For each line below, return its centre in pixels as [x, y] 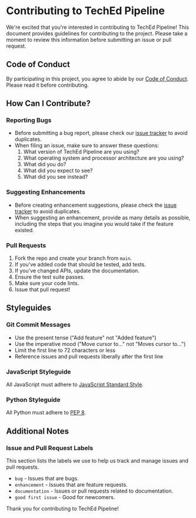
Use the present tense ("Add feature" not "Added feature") [86, 338]
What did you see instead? [56, 177]
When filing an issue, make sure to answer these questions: [87, 146]
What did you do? [45, 164]
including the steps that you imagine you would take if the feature [94, 224]
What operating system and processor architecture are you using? [104, 158]
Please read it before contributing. [48, 85]
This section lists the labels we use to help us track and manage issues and [97, 461]
